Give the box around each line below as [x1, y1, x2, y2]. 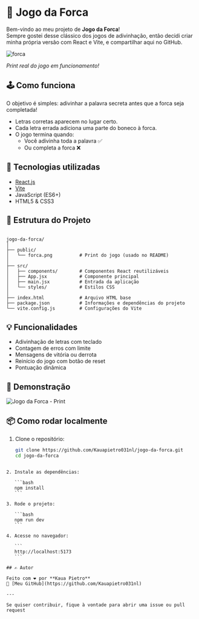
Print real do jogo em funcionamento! [6, 62, 100, 69]
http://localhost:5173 [14, 549, 71, 555]
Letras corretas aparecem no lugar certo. [15, 118, 118, 125]
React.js [15, 178, 36, 185]
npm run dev [14, 516, 45, 523]
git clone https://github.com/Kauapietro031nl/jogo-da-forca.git [15, 446, 183, 453]
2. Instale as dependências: [6, 469, 80, 475]
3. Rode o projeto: [6, 501, 56, 507]
